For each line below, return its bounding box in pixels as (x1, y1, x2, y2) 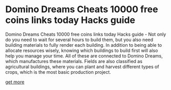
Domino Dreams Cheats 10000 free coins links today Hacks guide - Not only (5, 31, 166, 37)
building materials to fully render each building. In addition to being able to (5, 42, 162, 48)
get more (5, 79, 25, 85)
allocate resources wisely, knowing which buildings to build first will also (5, 47, 158, 53)
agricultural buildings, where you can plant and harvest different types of (5, 64, 160, 70)
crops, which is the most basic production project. (5, 69, 111, 75)
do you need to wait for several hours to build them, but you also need (5, 37, 154, 43)
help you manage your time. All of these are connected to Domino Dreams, (5, 52, 163, 59)
